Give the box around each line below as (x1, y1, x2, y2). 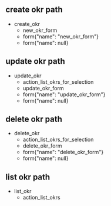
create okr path (5, 5, 63, 15)
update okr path (5, 56, 65, 67)
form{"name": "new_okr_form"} (22, 32, 99, 40)
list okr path (5, 172, 51, 182)
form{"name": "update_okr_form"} (22, 91, 106, 98)
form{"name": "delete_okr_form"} (22, 149, 104, 156)
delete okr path (5, 115, 62, 125)
